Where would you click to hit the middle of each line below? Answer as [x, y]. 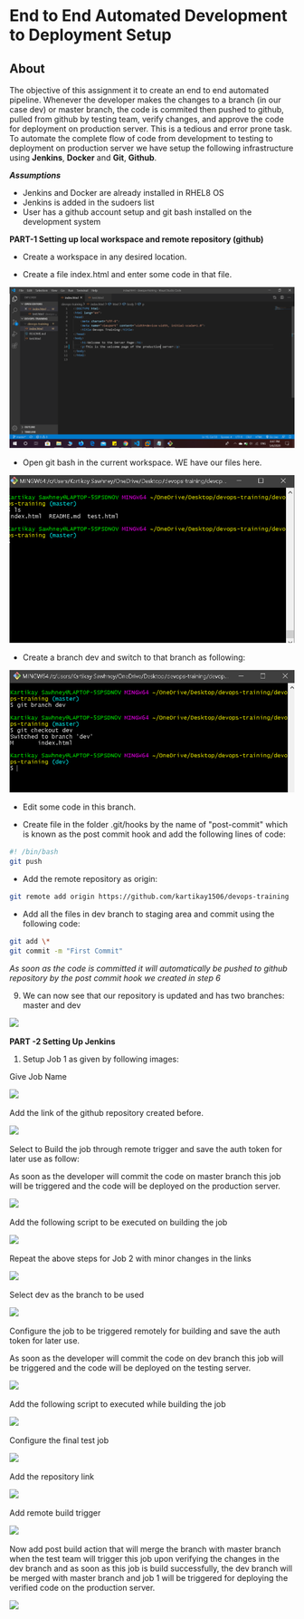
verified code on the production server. [82, 1587]
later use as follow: [44, 1159]
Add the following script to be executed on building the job [119, 1222]
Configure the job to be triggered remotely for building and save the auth [145, 1331]
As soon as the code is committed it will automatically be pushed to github [148, 968]
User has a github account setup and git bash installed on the [137, 212]
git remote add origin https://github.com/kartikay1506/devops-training [149, 897]
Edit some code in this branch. [79, 807]
